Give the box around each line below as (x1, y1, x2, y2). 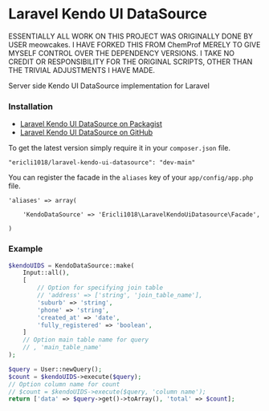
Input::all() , (22, 269, 70, 277)
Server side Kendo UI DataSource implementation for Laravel (8, 81, 210, 91)
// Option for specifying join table (37, 284, 163, 292)
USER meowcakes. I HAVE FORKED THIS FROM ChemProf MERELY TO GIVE (8, 39, 261, 49)
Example (8, 244, 43, 255)
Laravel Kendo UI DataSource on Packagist (19, 119, 163, 129)
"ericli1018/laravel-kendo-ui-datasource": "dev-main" (8, 159, 196, 167)
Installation (8, 101, 54, 112)
